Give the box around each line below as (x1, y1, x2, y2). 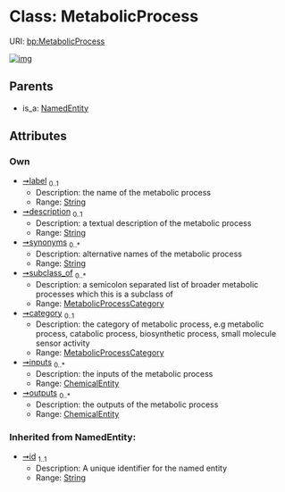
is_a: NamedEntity (21, 103, 89, 113)
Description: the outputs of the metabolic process (35, 399, 219, 410)
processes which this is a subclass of (35, 288, 174, 299)
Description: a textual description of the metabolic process (35, 218, 252, 229)
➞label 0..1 (21, 176, 60, 188)
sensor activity (35, 338, 91, 349)
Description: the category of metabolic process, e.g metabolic (35, 319, 264, 329)
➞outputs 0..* (21, 388, 71, 401)
